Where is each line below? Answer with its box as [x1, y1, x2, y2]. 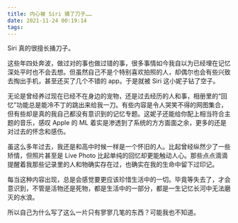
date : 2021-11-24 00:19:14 [7, 17, 87, 24]
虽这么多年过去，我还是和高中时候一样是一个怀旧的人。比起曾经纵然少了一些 [7, 143, 231, 151]
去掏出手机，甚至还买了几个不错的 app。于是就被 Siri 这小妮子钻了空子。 [7, 77, 220, 85]
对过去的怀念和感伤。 [7, 127, 69, 136]
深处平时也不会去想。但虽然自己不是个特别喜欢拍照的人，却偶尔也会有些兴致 [7, 68, 231, 77]
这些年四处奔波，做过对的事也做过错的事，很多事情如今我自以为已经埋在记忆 [7, 59, 231, 67]
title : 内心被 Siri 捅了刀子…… [7, 10, 92, 18]
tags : [7, 23, 23, 31]
